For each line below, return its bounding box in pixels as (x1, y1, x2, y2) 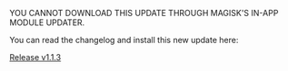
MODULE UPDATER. (9, 17, 85, 28)
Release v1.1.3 (9, 52, 62, 62)
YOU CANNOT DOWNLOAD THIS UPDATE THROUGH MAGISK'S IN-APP (9, 8, 279, 18)
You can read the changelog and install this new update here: (9, 35, 239, 45)
